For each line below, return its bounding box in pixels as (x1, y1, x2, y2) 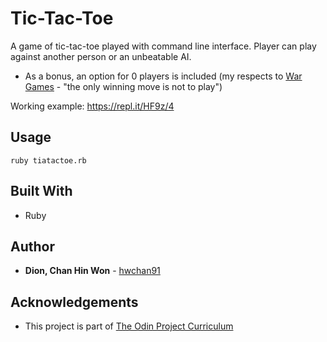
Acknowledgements (10, 293, 139, 311)
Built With (10, 183, 73, 200)
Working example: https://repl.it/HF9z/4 (10, 100, 175, 112)
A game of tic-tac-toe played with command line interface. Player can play (10, 40, 317, 52)
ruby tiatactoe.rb (10, 155, 87, 166)
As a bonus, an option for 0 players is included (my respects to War (24, 70, 303, 82)
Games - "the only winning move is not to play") (24, 80, 223, 92)
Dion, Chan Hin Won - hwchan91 (24, 265, 161, 277)
